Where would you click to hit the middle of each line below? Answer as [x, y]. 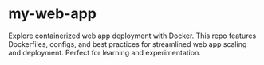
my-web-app [53, 14]
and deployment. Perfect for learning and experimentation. [104, 52]
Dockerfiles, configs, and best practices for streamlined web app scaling [128, 44]
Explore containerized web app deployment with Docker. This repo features [132, 36]
